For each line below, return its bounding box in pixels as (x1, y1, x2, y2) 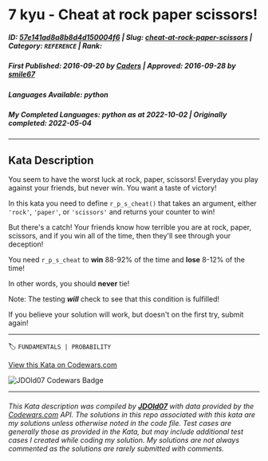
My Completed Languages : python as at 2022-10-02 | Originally (8, 109, 227, 119)
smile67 (8, 69, 36, 79)
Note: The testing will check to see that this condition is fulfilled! (8, 294, 220, 304)
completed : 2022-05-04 (8, 118, 92, 128)
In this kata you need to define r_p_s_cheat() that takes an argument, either (8, 199, 257, 208)
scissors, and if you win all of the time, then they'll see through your (8, 231, 231, 241)
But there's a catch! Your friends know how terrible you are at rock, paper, (8, 223, 252, 232)
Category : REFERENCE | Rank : (8, 41, 102, 50)
